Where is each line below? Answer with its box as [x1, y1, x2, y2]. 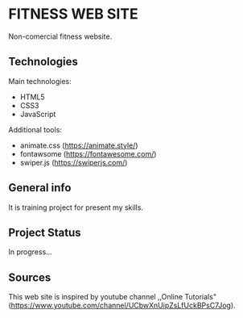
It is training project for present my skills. [8, 203, 143, 212]
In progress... [8, 247, 52, 257]
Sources [8, 270, 51, 284]
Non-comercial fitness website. [8, 31, 113, 41]
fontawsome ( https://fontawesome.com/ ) [19, 149, 157, 158]
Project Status [8, 225, 82, 239]
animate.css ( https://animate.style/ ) [19, 140, 138, 150]
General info [8, 181, 72, 195]
